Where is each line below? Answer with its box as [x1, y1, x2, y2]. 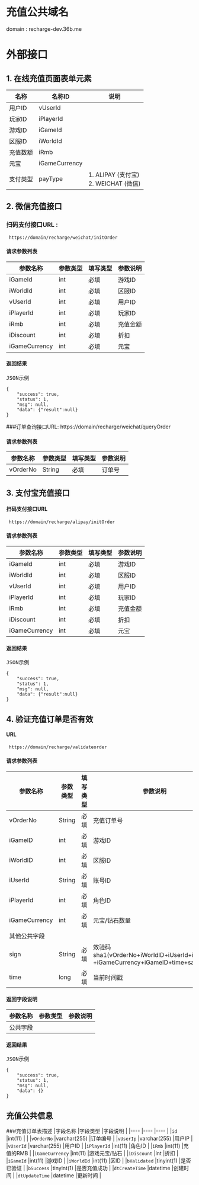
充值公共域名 [6, 5, 69, 19]
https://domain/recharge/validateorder [8, 744, 108, 750]
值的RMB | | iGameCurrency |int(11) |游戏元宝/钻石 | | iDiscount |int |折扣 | [6, 1150, 179, 1157]
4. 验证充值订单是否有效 [6, 714, 94, 724]
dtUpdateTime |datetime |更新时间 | [17, 1172, 102, 1179]
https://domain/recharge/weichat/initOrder [8, 235, 118, 241]
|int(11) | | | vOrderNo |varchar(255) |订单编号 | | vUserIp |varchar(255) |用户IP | [6, 1135, 193, 1142]
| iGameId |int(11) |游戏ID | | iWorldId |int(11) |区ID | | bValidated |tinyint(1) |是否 [6, 1157, 191, 1164]
